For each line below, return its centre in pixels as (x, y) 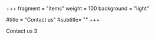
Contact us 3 (22, 31)
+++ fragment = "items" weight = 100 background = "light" (77, 8)
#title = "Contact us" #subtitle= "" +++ (53, 19)
